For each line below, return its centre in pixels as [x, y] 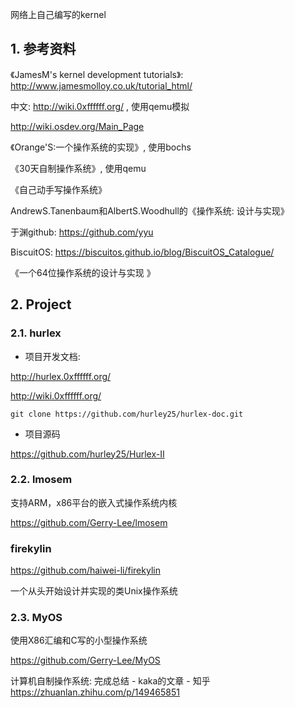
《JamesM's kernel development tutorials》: [97, 74]
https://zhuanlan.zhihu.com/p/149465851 [95, 692]
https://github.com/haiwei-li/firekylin [85, 570]
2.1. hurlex [36, 333]
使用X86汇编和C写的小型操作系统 [79, 640]
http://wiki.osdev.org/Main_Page [77, 126]
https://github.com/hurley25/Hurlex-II [87, 454]
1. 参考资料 [43, 49]
